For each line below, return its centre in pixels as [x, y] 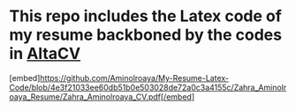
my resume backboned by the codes [146, 35]
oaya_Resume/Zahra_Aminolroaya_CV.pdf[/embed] [102, 96]
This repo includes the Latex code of [146, 16]
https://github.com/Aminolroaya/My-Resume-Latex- [134, 78]
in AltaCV [45, 54]
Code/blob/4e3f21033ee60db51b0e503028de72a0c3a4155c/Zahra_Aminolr [148, 87]
